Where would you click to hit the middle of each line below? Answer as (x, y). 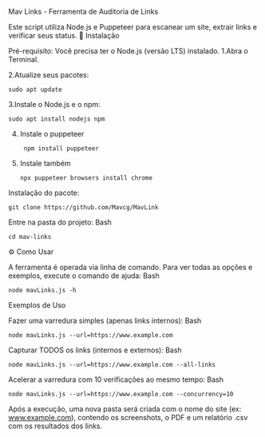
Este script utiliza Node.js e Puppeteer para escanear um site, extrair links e (133, 27)
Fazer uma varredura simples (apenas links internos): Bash (105, 320)
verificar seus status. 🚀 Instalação (64, 36)
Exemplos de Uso (37, 305)
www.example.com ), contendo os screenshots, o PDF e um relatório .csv (128, 417)
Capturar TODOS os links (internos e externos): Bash (95, 350)
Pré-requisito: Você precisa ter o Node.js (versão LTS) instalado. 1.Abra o (129, 51)
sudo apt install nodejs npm (57, 119)
